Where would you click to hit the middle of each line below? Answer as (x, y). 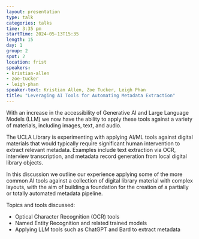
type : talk (20, 17)
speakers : (19, 68)
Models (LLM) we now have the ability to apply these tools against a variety (99, 119)
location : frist (26, 62)
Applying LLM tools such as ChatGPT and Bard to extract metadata (98, 229)
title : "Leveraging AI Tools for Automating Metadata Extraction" (91, 95)
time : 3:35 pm (24, 29)
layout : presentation (33, 12)
